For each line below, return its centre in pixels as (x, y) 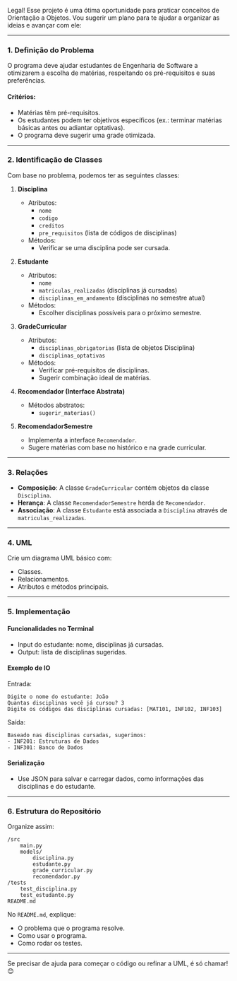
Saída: (17, 722)
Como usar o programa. (52, 936)
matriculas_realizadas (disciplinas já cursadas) (108, 290)
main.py (31, 846)
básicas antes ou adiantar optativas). (71, 127)
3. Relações (28, 472)
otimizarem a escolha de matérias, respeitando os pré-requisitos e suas (111, 73)
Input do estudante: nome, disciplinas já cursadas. (91, 644)
